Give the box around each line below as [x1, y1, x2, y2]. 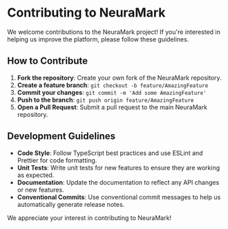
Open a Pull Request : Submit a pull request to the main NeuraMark [17, 102, 207, 111]
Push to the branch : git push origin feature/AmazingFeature [17, 95, 195, 104]
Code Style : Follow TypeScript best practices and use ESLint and [17, 149, 203, 157]
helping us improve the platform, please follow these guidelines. [7, 35, 189, 43]
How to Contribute [7, 55, 88, 67]
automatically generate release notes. [17, 200, 125, 208]
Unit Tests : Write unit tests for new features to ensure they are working [17, 163, 220, 172]
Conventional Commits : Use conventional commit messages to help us [17, 192, 221, 201]
